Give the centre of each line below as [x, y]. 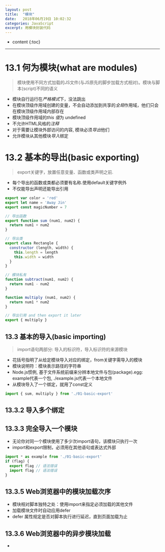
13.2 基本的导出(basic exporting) [72, 158]
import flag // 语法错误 [33, 470]
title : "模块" [20, 14]
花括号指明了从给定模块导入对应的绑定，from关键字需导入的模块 [77, 360]
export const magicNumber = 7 [36, 207]
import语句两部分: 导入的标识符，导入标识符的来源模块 [72, 349]
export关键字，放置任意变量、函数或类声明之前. [65, 172]
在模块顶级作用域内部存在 [38, 112]
